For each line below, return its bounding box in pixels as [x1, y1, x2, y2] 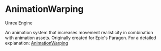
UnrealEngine [5, 20, 33, 26]
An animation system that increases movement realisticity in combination [5, 29, 154, 35]
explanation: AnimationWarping [5, 40, 68, 46]
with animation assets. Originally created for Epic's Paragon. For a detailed [5, 35, 157, 41]
